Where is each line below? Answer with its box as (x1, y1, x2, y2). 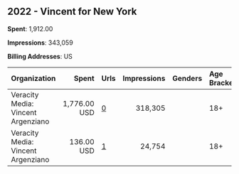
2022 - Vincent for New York (7, 6, 137, 18)
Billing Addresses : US (7, 52, 73, 60)
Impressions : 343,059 (7, 38, 73, 47)
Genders (172, 73, 203, 83)
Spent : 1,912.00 (7, 24, 53, 33)
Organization (11, 73, 56, 83)
